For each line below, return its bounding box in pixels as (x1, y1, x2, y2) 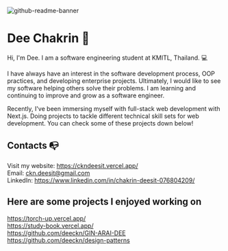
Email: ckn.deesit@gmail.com (7, 169, 90, 177)
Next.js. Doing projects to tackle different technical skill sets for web (7, 112, 200, 120)
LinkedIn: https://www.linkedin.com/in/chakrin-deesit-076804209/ (7, 176, 195, 184)
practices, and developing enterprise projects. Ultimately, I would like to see (7, 76, 221, 85)
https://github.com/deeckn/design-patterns (7, 236, 130, 244)
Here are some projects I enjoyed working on (7, 196, 202, 208)
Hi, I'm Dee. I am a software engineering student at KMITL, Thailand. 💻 (7, 53, 208, 62)
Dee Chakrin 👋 (7, 31, 90, 46)
